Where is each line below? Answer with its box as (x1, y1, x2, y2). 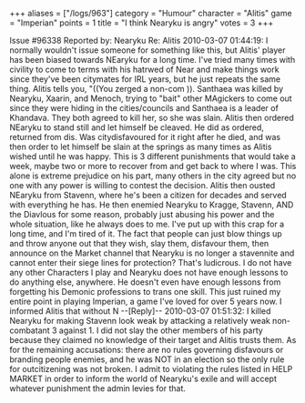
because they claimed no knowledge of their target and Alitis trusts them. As (9, 335, 297, 345)
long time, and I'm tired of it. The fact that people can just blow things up (9, 228, 282, 239)
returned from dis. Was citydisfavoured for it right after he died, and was (9, 132, 280, 142)
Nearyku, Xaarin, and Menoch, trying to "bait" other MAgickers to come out (9, 93, 293, 104)
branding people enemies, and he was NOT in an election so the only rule (9, 354, 285, 365)
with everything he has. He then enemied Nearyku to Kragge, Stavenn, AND (9, 199, 294, 210)
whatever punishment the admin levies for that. (9, 383, 187, 394)
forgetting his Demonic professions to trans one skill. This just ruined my (9, 287, 281, 297)
